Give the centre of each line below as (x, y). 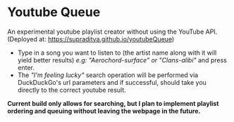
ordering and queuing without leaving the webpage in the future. (104, 111)
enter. (26, 67)
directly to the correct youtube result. (72, 90)
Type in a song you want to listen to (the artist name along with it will (117, 53)
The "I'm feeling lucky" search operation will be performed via (108, 75)
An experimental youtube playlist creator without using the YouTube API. (112, 32)
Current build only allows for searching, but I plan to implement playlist (113, 103)
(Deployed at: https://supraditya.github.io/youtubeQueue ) (91, 39)
